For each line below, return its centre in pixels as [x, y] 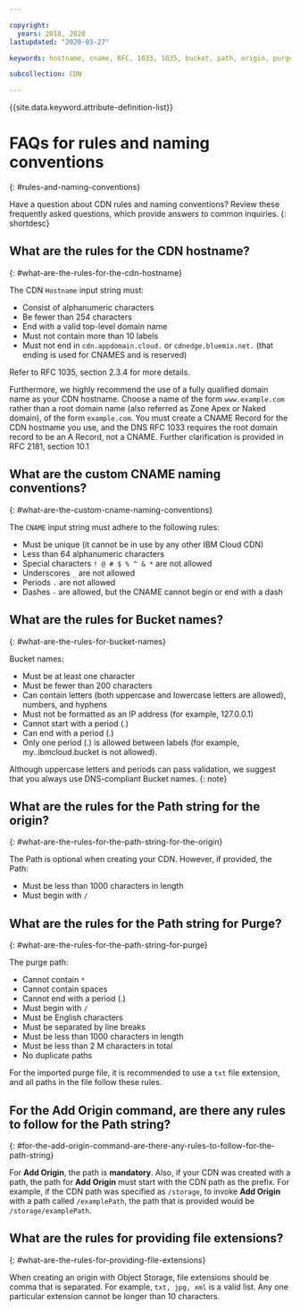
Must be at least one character [79, 676]
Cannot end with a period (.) [74, 999]
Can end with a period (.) [68, 733]
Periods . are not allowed [69, 582]
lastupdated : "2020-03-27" [59, 42]
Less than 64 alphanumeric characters [93, 553]
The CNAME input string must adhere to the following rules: [115, 526]
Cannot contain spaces [65, 989]
